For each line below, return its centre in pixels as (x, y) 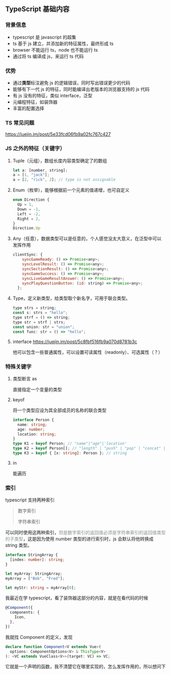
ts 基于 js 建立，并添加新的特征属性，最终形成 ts (63, 43)
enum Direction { (31, 200)
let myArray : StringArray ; (34, 573)
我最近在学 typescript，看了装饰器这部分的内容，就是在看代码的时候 (77, 598)
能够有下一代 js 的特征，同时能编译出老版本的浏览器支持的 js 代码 (81, 89)
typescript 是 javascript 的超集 (44, 37)
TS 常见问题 (20, 123)
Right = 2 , (29, 219)
